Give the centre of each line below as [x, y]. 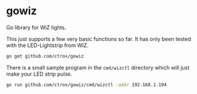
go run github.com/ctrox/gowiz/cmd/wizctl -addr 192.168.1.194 [87, 84]
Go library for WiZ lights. [36, 27]
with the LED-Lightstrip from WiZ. [47, 45]
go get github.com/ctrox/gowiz [45, 56]
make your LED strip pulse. [39, 74]
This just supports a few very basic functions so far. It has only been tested [99, 39]
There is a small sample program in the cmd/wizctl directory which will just [98, 67]
